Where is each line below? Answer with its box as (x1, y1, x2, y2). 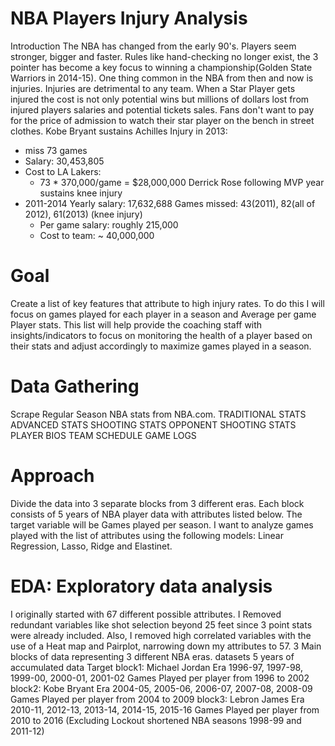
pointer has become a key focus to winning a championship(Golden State (10, 61, 313, 73)
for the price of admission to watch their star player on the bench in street (10, 114, 315, 126)
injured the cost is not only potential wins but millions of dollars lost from (10, 93, 310, 105)
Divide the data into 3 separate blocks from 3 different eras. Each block (10, 497, 305, 509)
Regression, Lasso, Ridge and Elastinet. (10, 540, 173, 552)
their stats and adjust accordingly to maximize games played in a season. (10, 340, 312, 352)
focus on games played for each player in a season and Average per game (10, 308, 317, 320)
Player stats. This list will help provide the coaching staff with (10, 318, 263, 331)
